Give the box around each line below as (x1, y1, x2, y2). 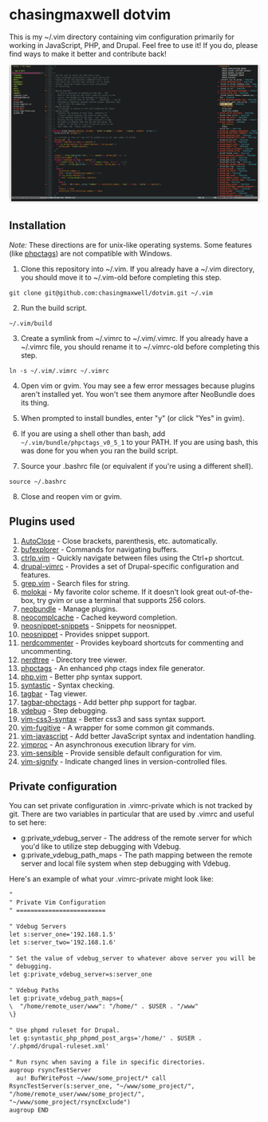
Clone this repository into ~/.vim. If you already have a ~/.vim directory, (20, 264, 254, 273)
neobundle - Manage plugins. (20, 604, 118, 613)
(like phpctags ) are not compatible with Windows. (9, 248, 172, 258)
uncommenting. (20, 646, 73, 656)
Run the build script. (20, 303, 87, 312)
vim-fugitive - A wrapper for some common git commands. (20, 723, 215, 732)
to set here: (9, 818, 47, 827)
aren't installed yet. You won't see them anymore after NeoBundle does (20, 389, 256, 398)
